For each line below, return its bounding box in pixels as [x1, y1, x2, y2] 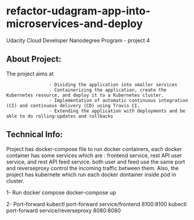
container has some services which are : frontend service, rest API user [6, 152, 183, 159]
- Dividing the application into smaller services [48, 82, 178, 88]
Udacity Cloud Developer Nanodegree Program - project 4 [6, 37, 150, 44]
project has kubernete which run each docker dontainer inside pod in [6, 171, 176, 178]
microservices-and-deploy [6, 17, 143, 31]
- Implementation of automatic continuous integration [48, 97, 188, 103]
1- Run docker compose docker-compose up [6, 189, 116, 196]
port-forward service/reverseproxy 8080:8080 [6, 207, 121, 214]
